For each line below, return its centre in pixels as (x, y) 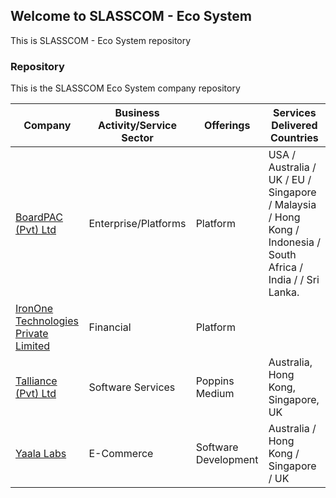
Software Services (132, 387)
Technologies (47, 321)
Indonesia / (294, 242)
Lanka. (284, 292)
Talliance (36, 381)
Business (137, 113)
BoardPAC (39, 217)
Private (32, 334)
